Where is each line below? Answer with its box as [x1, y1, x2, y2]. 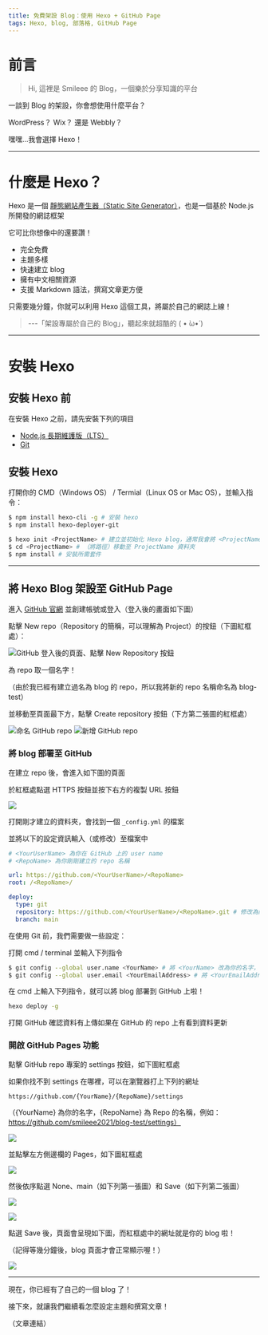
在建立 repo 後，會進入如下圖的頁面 [8, 768, 126, 777]
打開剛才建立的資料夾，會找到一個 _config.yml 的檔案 [8, 816, 185, 826]
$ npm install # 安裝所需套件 [8, 550, 101, 559]
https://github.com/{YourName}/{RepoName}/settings [8, 1092, 183, 1100]
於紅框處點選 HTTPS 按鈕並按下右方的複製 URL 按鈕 [8, 784, 179, 794]
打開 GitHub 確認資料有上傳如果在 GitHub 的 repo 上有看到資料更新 [8, 1018, 228, 1028]
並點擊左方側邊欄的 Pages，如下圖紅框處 [8, 1149, 143, 1159]
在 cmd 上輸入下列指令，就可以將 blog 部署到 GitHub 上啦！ [8, 986, 205, 996]
